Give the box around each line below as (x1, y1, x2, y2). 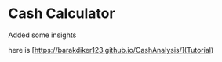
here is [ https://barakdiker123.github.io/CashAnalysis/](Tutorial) (8, 45, 214, 54)
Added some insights (8, 30, 77, 40)
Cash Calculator (8, 5, 115, 22)
